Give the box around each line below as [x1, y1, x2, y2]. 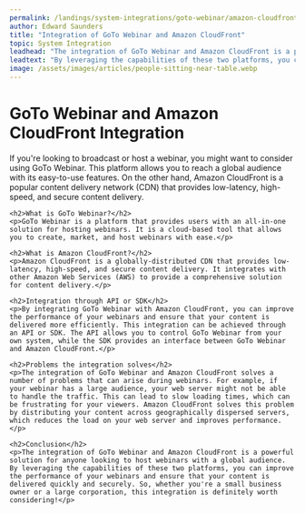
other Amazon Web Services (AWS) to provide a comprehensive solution [9, 272, 282, 282]
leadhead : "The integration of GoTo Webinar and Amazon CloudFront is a [9, 47, 290, 56]
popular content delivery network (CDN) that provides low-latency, [9, 181, 259, 192]
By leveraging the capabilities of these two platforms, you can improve [9, 463, 295, 473]
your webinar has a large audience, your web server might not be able [9, 384, 286, 393]
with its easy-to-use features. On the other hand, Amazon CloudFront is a [9, 172, 284, 183]
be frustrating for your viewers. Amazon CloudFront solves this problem [9, 399, 295, 409]
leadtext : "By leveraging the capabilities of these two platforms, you [9, 55, 290, 65]
